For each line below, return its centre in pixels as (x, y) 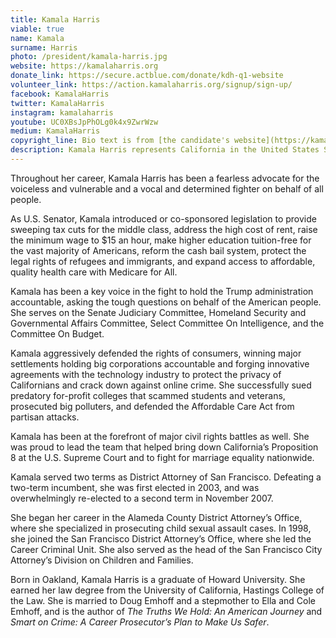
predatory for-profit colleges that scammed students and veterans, (148, 395)
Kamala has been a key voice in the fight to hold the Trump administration (162, 291)
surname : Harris (44, 47)
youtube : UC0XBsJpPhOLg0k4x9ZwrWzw (84, 122)
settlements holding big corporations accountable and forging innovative (160, 363)
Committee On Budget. (57, 333)
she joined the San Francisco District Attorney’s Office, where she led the (161, 538)
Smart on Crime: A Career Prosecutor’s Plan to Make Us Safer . (140, 622)
